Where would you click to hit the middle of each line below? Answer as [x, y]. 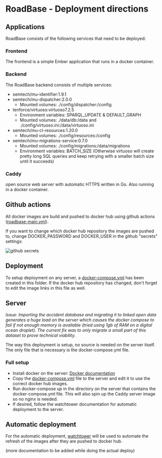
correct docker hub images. [40, 383]
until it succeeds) [37, 161]
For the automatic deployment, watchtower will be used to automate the [77, 436]
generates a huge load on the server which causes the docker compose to [80, 320]
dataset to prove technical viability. [41, 335]
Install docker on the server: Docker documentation [64, 373]
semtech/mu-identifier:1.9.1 [39, 94]
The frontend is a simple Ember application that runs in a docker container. [80, 62]
